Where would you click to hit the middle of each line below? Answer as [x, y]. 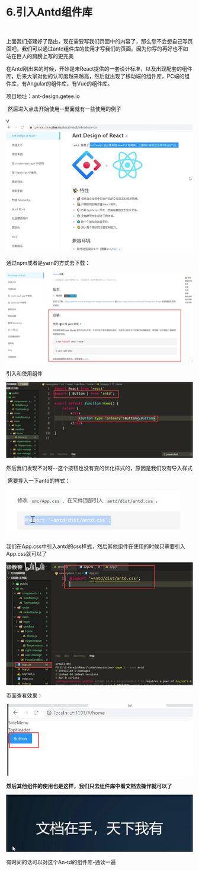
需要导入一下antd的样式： [39, 481]
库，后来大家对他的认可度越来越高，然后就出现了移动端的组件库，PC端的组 [98, 76]
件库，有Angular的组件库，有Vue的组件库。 [60, 83]
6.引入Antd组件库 [49, 12]
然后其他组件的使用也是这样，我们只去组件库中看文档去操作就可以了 [89, 786]
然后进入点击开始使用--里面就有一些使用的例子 [64, 109]
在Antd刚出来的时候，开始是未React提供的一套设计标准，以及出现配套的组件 [99, 68]
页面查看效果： [24, 695]
